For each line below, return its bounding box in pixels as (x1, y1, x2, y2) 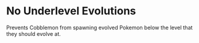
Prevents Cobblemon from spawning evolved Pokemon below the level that (6, 24, 193, 31)
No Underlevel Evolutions (6, 4, 136, 18)
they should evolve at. (6, 30, 62, 37)
